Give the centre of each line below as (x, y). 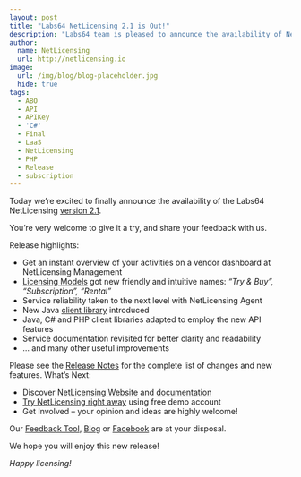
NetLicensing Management (72, 272)
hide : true (38, 84)
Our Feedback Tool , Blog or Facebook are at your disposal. (118, 429)
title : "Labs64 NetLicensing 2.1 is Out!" (90, 26)
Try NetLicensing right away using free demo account (121, 402)
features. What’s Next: (50, 375)
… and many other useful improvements (96, 348)
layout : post (34, 17)
